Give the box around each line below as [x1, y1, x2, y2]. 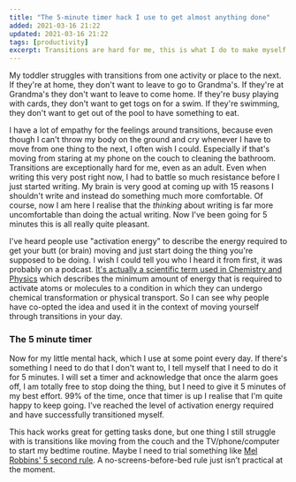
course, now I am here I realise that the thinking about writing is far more [9, 200, 274, 210]
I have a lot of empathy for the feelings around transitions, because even [9, 125, 274, 135]
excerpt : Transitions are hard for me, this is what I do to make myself [9, 46, 287, 55]
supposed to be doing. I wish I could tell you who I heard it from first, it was [9, 255, 283, 265]
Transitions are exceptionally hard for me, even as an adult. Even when [9, 163, 267, 173]
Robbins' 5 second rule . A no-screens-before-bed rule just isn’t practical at [9, 455, 284, 465]
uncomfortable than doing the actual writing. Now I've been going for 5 [9, 210, 268, 220]
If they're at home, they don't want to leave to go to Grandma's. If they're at [9, 80, 285, 90]
